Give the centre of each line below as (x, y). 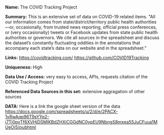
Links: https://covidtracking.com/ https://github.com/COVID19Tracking (77, 58)
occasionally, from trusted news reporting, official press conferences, (86, 27)
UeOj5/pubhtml (20, 127)
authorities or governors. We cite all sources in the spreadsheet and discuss (82, 37)
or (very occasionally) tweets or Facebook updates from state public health (82, 32)
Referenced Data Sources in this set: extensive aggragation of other (75, 91)
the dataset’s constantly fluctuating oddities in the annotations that (73, 43)
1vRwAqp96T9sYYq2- (27, 117)
